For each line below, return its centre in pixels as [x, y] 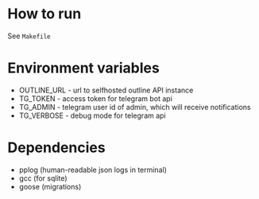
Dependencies [56, 148]
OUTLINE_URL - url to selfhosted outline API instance [106, 90]
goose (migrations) [50, 186]
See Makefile [29, 36]
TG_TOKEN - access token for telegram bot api [95, 98]
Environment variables [83, 68]
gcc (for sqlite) [43, 178]
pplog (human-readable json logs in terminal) [93, 170]
